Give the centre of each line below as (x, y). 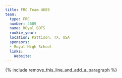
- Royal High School (31, 47)
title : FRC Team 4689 (28, 10)
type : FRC (20, 19)
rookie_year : (23, 33)
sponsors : (20, 42)
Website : (23, 56)
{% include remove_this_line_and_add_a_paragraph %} (61, 70)
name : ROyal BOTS (28, 28)
